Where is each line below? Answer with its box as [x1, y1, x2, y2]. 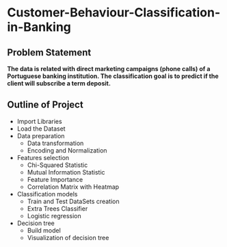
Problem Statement [7, 47, 92, 58]
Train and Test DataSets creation [27, 197, 120, 205]
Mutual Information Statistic [27, 168, 105, 176]
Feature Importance [27, 175, 83, 183]
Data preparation [16, 131, 65, 140]
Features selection [16, 153, 70, 161]
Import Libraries [16, 117, 63, 125]
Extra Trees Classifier [27, 204, 88, 213]
